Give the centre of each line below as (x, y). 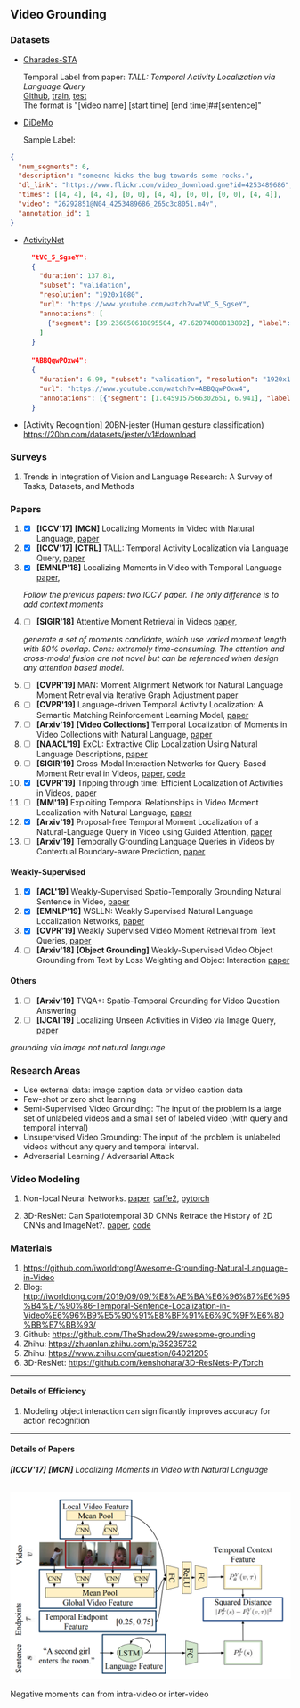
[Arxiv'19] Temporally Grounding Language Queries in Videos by (155, 841)
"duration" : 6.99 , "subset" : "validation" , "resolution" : (149, 380)
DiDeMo (38, 122)
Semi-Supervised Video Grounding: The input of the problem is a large (152, 1109)
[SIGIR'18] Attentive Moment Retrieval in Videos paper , (137, 622)
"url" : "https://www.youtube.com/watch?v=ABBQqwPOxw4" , (145, 388)
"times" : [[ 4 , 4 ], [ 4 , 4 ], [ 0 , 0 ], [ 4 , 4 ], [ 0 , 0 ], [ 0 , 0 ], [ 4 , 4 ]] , (150, 195)
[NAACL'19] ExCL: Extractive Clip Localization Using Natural (147, 744)
